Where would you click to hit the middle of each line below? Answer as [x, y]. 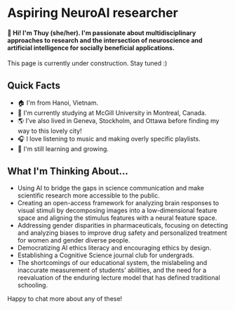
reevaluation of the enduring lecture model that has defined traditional [119, 278]
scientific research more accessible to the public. [88, 195]
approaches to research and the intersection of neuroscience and [105, 40]
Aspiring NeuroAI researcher [93, 13]
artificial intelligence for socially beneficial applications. [91, 48]
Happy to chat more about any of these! [65, 299]
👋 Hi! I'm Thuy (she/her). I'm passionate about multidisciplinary [102, 32]
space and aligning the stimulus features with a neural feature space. [117, 218]
